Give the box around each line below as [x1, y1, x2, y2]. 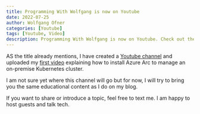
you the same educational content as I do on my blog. [6, 83, 138, 90]
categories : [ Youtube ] [6, 25, 62, 31]
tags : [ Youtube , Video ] [6, 31, 65, 37]
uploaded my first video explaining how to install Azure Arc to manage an [6, 59, 186, 66]
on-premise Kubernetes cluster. [6, 65, 84, 72]
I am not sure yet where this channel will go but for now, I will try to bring [6, 77, 185, 84]
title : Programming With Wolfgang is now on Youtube [6, 8, 140, 15]
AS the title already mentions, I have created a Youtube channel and [6, 53, 173, 59]
